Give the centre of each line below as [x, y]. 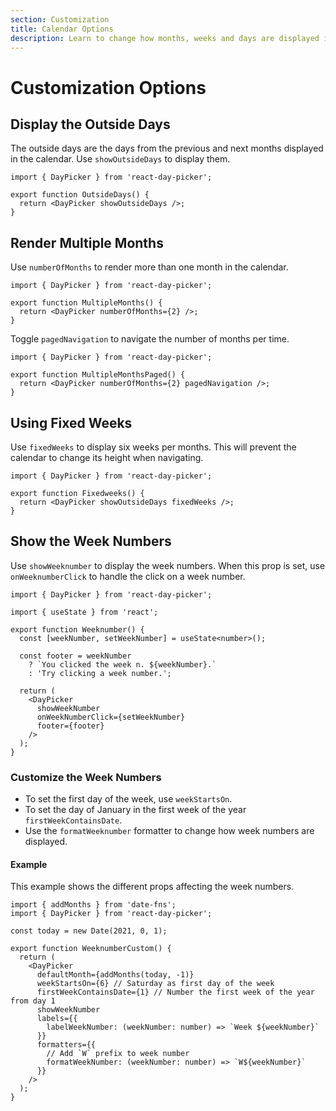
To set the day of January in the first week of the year [135, 810]
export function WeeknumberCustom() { [91, 949]
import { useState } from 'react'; [84, 612]
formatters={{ [66, 1045]
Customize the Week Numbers [86, 777]
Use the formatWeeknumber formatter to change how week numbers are [169, 831]
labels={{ [57, 1019]
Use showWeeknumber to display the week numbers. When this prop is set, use [168, 565]
